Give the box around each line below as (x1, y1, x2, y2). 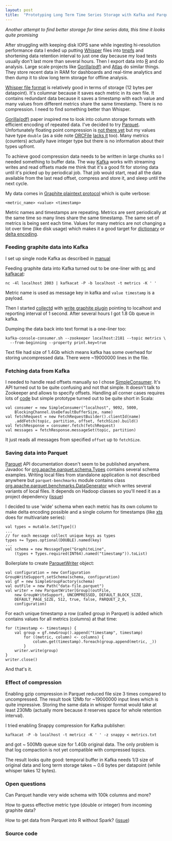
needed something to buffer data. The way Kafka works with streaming (5, 158, 156, 164)
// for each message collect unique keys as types (5, 533, 116, 538)
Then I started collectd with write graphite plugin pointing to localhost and (5, 305, 161, 311)
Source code (5, 830, 38, 837)
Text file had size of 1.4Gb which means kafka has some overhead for (5, 349, 153, 355)
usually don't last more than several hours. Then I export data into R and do (5, 58, 164, 64)
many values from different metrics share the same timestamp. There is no (5, 100, 163, 107)
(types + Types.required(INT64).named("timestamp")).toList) (14, 551, 147, 556)
